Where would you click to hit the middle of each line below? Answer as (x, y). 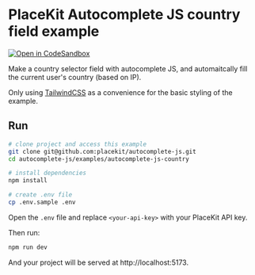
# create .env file (40, 195)
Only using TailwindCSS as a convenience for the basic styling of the (120, 92)
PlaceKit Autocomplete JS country (124, 15)
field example (54, 31)
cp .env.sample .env (42, 202)
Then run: (24, 232)
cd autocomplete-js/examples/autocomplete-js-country (99, 159)
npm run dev (28, 247)
